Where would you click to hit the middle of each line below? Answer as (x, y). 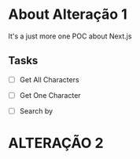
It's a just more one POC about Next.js (70, 36)
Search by (36, 110)
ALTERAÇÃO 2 (56, 143)
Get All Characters (50, 79)
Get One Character (50, 95)
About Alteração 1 (68, 14)
